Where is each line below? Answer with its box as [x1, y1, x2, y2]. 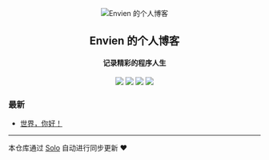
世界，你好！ [19, 118, 62, 128]
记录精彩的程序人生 [102, 58, 167, 67]
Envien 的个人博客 [89, 34, 180, 48]
